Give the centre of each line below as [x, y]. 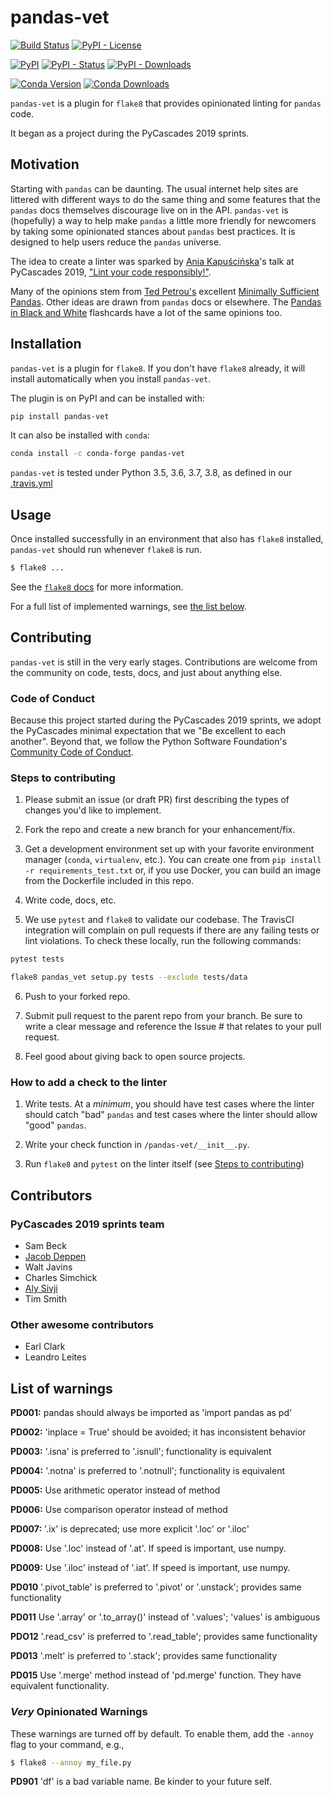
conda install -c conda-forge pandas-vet [98, 454]
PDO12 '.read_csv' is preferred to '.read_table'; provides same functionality [164, 1637]
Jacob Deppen [55, 1257]
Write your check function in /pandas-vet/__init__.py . [137, 1145]
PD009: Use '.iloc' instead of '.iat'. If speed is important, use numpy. [150, 1568]
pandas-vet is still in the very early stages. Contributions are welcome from [164, 662]
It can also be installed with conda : [80, 435]
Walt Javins [48, 1267]
